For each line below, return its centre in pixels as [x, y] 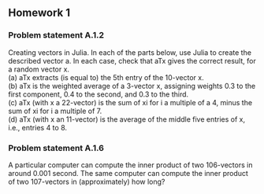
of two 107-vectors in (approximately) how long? [87, 181]
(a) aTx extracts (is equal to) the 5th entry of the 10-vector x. [106, 77]
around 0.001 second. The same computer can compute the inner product [128, 173]
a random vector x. [39, 69]
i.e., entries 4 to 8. [38, 127]
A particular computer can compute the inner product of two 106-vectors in [130, 165]
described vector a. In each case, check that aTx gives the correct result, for [132, 60]
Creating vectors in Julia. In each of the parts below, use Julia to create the [130, 52]
